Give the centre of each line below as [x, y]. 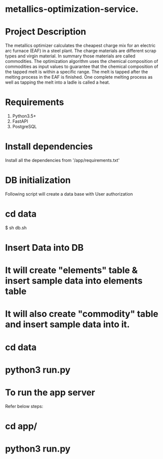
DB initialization [38, 180]
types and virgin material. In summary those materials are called [70, 56]
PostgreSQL [24, 127]
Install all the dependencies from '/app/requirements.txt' [62, 160]
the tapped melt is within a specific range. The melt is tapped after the [77, 72]
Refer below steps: [24, 406]
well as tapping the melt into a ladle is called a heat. [58, 82]
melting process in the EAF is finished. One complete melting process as [79, 77]
